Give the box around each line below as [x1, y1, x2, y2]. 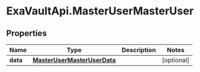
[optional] [161, 56, 190, 64]
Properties [6, 28, 47, 38]
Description [121, 46, 156, 54]
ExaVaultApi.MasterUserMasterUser [6, 4, 194, 18]
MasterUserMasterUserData [32, 56, 116, 64]
